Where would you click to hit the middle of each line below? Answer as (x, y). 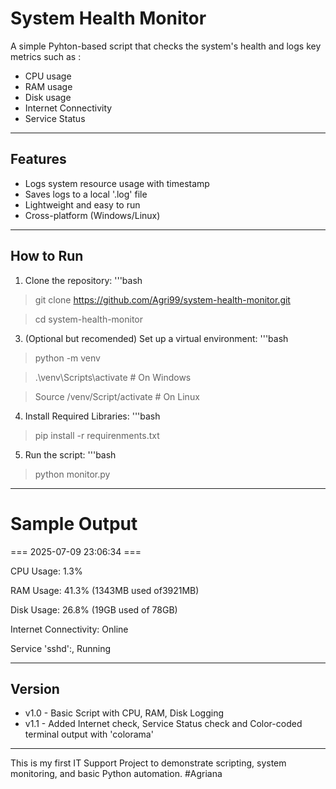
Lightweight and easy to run (82, 204)
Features (38, 159)
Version (35, 688)
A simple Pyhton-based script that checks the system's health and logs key (166, 46)
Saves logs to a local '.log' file (86, 194)
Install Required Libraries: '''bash (92, 416)
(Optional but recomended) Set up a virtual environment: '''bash (156, 338)
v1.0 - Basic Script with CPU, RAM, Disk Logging (124, 713)
